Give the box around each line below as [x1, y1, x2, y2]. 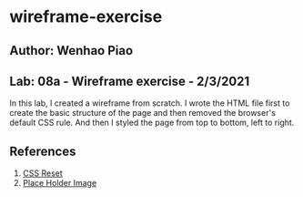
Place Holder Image [22, 178, 97, 189]
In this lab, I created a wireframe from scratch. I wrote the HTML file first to [9, 98, 290, 109]
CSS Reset [22, 168, 64, 179]
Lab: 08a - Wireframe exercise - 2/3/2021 [9, 73, 250, 88]
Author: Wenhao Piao [9, 43, 134, 58]
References [9, 143, 76, 159]
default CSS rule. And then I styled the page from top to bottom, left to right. [9, 117, 295, 129]
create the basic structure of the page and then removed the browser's [9, 108, 276, 119]
